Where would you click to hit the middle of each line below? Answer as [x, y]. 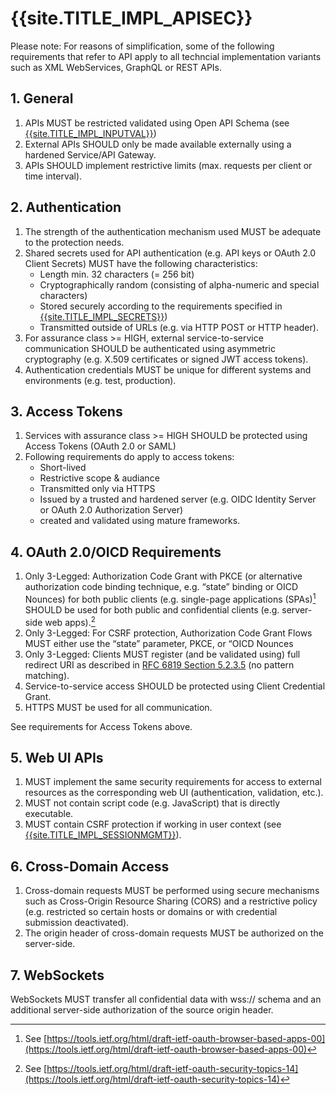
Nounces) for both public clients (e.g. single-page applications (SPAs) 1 [170, 598]
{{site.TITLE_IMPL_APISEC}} [131, 18]
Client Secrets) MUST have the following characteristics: [141, 263]
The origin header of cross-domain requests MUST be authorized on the [174, 933]
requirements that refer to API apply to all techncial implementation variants [166, 56]
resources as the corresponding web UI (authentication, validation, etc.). [174, 793]
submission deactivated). [77, 923]
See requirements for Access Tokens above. [101, 726]
